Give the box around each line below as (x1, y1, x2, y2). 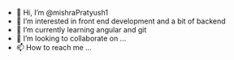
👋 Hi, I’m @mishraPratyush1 (15, 8, 108, 17)
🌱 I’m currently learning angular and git (15, 25, 147, 34)
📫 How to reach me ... (15, 43, 92, 52)
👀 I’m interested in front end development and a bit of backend (15, 16, 226, 26)
